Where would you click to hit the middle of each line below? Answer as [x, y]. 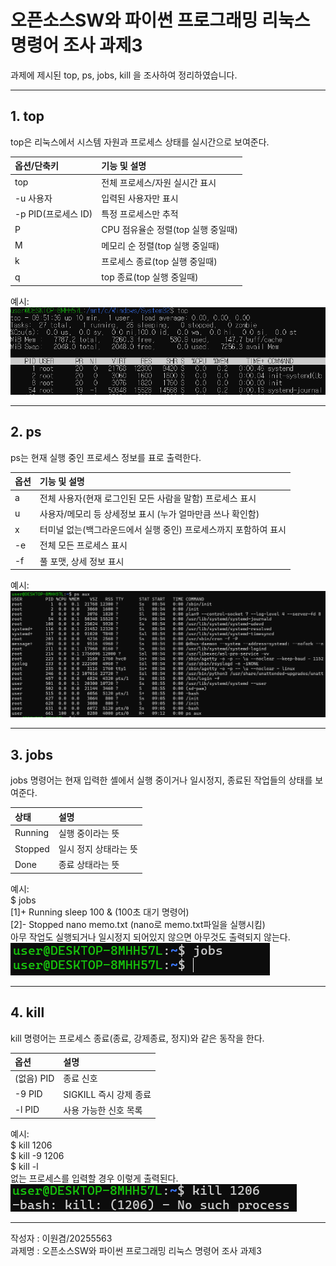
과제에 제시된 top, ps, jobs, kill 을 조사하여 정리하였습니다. [124, 75]
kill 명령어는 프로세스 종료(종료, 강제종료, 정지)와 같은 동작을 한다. [137, 1038]
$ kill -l [24, 1167]
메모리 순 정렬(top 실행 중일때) [160, 245]
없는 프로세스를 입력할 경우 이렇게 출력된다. [94, 1178]
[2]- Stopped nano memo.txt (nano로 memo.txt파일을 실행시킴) [138, 924]
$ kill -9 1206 [37, 1156]
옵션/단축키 [36, 166]
